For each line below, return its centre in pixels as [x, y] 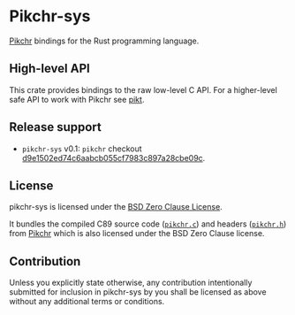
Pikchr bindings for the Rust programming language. [104, 41]
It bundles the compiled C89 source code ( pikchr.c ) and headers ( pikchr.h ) [148, 224]
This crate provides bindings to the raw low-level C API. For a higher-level [144, 89]
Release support [55, 127]
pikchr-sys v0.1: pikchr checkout [82, 149]
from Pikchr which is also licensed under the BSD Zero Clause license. [137, 234]
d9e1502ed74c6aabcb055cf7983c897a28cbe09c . [113, 157]
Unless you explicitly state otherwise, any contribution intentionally [131, 283]
